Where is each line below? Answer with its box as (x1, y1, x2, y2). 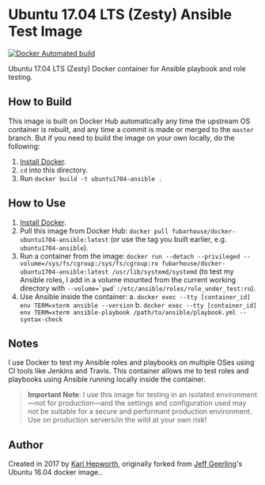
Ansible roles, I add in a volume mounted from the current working (19, 275, 236, 284)
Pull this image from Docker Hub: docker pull (19, 225, 168, 235)
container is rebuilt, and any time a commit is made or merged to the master (8, 124, 255, 134)
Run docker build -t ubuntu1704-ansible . (19, 173, 163, 183)
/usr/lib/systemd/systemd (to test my (112, 267, 235, 276)
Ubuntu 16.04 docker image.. (8, 468, 103, 477)
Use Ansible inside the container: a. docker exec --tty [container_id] (19, 291, 251, 301)
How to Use (8, 196, 66, 210)
